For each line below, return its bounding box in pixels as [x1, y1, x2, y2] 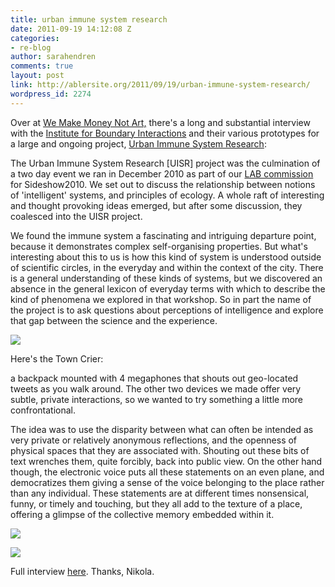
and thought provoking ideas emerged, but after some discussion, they [10, 199, 303, 211]
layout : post [10, 71, 65, 81]
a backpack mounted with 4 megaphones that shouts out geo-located [10, 372, 299, 384]
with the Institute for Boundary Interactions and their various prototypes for [10, 127, 320, 139]
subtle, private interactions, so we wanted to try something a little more [10, 393, 304, 405]
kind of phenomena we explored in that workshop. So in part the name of [10, 293, 312, 305]
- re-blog [10, 42, 52, 53]
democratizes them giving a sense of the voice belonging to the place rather [10, 476, 325, 488]
